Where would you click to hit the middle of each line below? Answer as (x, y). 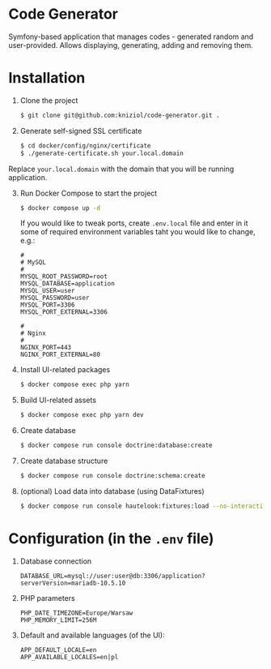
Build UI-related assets (58, 400)
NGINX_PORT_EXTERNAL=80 (60, 355)
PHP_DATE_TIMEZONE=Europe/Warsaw (76, 613)
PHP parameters (47, 598)
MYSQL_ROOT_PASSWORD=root (64, 277)
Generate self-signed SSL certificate (81, 131)
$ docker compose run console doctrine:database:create (116, 446)
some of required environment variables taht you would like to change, (138, 232)
